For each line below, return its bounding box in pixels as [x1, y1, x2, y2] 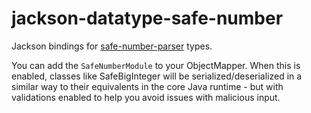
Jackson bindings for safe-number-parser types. [11, 40, 213, 52]
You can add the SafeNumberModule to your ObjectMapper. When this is [11, 59, 301, 71]
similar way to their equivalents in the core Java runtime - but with [11, 80, 284, 92]
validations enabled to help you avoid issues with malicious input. [11, 91, 281, 103]
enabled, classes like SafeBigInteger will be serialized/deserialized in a [11, 70, 303, 82]
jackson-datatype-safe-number [11, 7, 284, 30]
